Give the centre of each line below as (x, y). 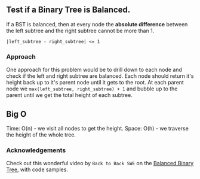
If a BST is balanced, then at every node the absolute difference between (97, 24)
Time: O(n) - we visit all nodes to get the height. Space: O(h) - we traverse (98, 128)
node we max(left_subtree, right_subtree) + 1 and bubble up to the (92, 89)
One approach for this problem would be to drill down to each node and (94, 70)
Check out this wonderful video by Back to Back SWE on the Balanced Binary (100, 163)
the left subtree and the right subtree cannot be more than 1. (80, 31)
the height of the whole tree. (41, 135)
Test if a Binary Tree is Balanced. (68, 10)
